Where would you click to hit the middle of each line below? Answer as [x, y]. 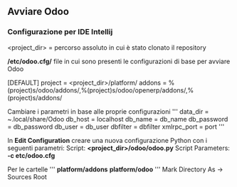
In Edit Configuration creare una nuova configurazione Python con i [107, 140]
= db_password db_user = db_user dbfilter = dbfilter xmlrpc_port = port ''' [116, 127]
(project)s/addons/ [35, 97]
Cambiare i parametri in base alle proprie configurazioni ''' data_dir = [108, 111]
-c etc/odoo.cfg [31, 155]
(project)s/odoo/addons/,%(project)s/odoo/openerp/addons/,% [101, 90]
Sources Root [27, 176]
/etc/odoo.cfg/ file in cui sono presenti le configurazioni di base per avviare [119, 61]
